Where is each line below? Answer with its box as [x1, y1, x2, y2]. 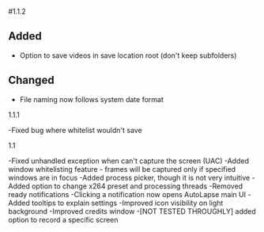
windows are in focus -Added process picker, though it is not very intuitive [8, 173, 251, 182]
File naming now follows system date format [19, 94, 164, 104]
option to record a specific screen [8, 215, 119, 224]
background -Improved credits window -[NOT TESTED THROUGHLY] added [8, 206, 257, 216]
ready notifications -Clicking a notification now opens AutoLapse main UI [8, 189, 247, 199]
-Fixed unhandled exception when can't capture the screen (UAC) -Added [8, 156, 249, 165]
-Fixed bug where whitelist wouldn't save [8, 125, 142, 135]
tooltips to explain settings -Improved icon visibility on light [31, 198, 224, 207]
